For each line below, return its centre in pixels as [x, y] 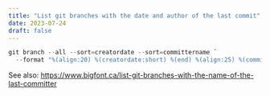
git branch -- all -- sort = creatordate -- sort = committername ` [113, 53]
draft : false [30, 30]
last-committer [33, 84]
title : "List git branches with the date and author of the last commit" [135, 16]
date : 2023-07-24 [37, 23]
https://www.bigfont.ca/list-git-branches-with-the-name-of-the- [147, 75]
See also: [24, 75]
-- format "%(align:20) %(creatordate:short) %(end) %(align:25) [125, 60]
